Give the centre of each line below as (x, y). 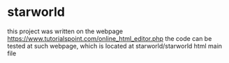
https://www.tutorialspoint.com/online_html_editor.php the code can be (110, 38)
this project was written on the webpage (65, 31)
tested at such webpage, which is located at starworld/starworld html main (114, 46)
